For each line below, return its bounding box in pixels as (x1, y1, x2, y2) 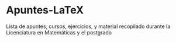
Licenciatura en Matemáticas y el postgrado (6, 29, 112, 36)
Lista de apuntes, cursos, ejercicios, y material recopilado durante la (6, 23, 171, 30)
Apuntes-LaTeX (6, 3, 84, 17)
